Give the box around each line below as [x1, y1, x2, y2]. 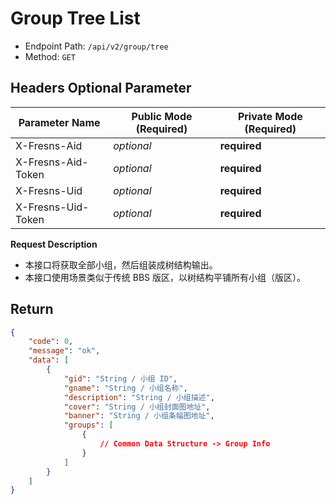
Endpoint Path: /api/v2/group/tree [24, 40, 169, 52]
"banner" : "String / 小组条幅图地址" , [63, 411, 215, 421]
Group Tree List [10, 7, 141, 30]
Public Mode [131, 109, 193, 123]
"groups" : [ [63, 420, 114, 431]
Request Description [10, 238, 98, 250]
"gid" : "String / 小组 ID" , [63, 373, 178, 384]
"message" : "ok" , [28, 346, 101, 356]
